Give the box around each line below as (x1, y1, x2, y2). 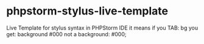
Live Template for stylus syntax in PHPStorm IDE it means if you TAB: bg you (6, 24, 199, 31)
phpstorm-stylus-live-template (6, 4, 169, 18)
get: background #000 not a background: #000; (6, 30, 127, 37)
